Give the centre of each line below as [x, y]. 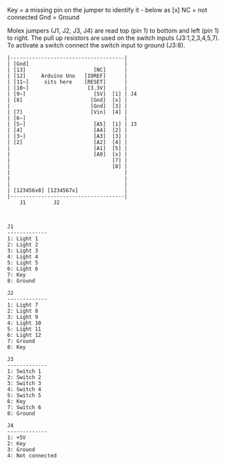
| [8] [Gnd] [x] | [68, 100]
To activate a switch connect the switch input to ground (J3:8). [96, 45]
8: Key [17, 347]
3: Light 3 [23, 251]
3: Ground [21, 450]
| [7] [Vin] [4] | [68, 112]
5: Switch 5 [24, 395]
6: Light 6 [23, 269]
